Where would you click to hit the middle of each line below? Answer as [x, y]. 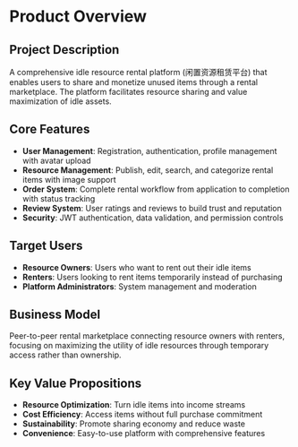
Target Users [46, 246]
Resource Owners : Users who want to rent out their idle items [137, 267]
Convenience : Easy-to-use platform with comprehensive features [144, 434]
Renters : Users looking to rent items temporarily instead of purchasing [153, 277]
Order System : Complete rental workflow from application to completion [156, 189]
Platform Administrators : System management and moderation [140, 286]
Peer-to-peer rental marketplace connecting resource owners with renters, [147, 336]
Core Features [50, 129]
